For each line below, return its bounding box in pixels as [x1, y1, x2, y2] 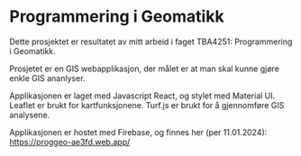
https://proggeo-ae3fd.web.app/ [9, 136, 131, 147]
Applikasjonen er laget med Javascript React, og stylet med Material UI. [9, 90, 276, 101]
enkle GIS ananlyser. [9, 72, 86, 83]
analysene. [9, 109, 50, 120]
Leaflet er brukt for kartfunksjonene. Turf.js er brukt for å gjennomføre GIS [9, 99, 285, 110]
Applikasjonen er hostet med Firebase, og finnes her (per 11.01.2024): [9, 126, 268, 137]
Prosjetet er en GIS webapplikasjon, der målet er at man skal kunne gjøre [9, 63, 279, 74]
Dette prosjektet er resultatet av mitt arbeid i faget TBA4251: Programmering [9, 36, 293, 47]
